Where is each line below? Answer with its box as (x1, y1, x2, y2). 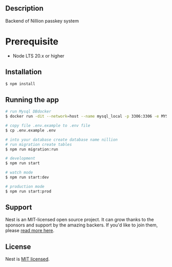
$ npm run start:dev (5, 175, 50, 180)
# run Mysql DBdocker (5, 109, 52, 115)
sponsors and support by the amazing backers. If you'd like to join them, (5, 222, 158, 228)
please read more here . (5, 227, 55, 234)
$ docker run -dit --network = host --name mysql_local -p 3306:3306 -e (5, 114, 159, 119)
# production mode (5, 184, 45, 189)
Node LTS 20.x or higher (12, 52, 65, 59)
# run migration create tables (5, 142, 72, 147)
